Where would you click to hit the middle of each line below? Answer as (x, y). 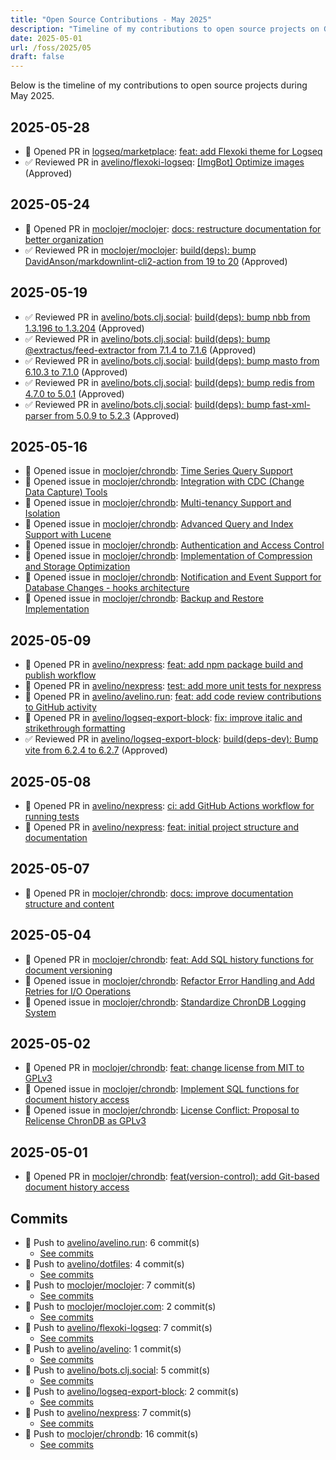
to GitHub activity (60, 707)
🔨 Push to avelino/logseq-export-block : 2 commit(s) (132, 1392)
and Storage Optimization (77, 567)
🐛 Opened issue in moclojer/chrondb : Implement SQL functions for (162, 1089)
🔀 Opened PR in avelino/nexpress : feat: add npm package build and (164, 665)
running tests (52, 816)
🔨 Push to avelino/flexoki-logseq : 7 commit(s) (118, 1328)
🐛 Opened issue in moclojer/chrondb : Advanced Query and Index (159, 524)
